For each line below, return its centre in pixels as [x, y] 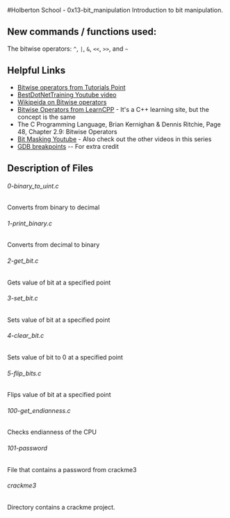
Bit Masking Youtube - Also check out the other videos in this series [114, 139]
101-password [27, 448]
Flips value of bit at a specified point [59, 395]
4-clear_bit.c [26, 336]
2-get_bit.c [23, 261]
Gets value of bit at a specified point [59, 282]
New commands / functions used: [82, 32]
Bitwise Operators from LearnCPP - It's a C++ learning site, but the [113, 109]
